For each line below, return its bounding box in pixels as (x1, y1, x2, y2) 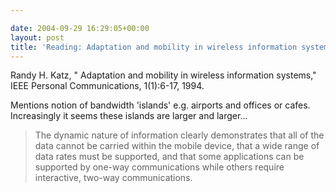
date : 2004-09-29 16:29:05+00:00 (10, 23, 150, 33)
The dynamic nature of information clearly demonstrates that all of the (34, 129, 325, 141)
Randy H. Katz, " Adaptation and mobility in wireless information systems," (10, 69, 317, 81)
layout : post (10, 32, 65, 43)
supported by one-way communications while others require (34, 161, 285, 173)
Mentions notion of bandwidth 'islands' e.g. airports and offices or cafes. (10, 99, 311, 111)
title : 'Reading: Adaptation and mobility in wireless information (10, 42, 298, 52)
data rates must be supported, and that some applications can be (34, 151, 305, 163)
